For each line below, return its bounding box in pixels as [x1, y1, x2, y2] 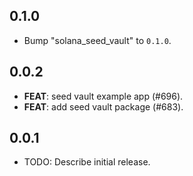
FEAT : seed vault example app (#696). [23, 90, 184, 102]
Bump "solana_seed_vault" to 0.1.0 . [23, 34, 172, 46]
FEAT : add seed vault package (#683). [23, 100, 184, 113]
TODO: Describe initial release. [23, 156, 151, 168]
